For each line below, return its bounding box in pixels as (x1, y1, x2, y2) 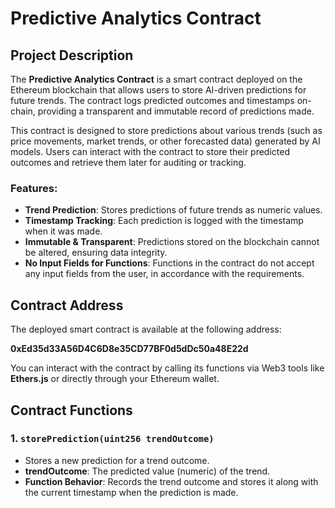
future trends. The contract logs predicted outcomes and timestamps (10, 95, 295, 106)
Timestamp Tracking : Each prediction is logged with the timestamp (24, 215, 304, 227)
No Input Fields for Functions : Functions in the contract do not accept (24, 257, 315, 269)
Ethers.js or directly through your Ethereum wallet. (10, 373, 220, 385)
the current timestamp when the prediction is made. (24, 486, 239, 498)
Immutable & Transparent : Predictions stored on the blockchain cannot (24, 236, 320, 248)
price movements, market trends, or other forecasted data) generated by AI (10, 135, 321, 147)
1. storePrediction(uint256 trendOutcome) (10, 432, 215, 446)
